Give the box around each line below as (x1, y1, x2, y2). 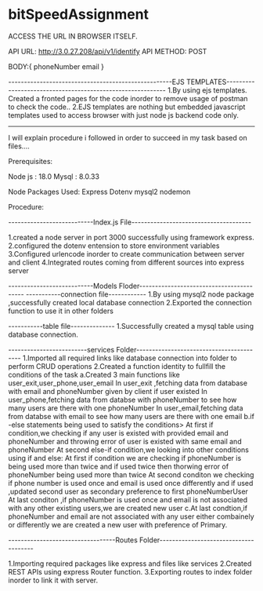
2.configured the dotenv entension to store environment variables (8, 241, 220, 250)
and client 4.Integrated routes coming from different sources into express (8, 257, 245, 267)
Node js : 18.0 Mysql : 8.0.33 (8, 171, 100, 181)
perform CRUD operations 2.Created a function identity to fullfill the (8, 361, 225, 370)
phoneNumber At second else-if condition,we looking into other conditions (8, 445, 249, 454)
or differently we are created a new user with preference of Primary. (8, 520, 228, 529)
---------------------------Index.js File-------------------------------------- (8, 217, 252, 227)
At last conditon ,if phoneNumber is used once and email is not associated (8, 494, 248, 504)
